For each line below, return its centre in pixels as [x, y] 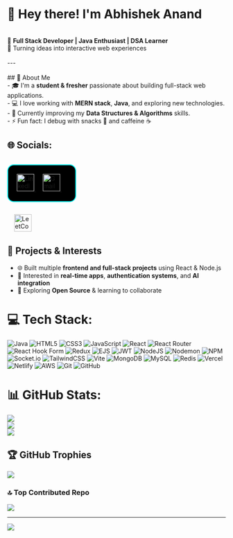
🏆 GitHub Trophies [50, 454]
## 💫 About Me [29, 77]
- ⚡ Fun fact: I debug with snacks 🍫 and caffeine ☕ [79, 121]
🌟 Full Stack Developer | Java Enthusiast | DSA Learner [88, 40]
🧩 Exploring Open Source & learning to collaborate [89, 290]
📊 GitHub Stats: [54, 395]
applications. [25, 95]
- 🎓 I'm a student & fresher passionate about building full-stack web [106, 85]
